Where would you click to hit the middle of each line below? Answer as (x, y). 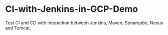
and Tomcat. (18, 28)
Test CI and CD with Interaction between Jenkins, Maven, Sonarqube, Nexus (84, 23)
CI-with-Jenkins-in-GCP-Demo (72, 9)
